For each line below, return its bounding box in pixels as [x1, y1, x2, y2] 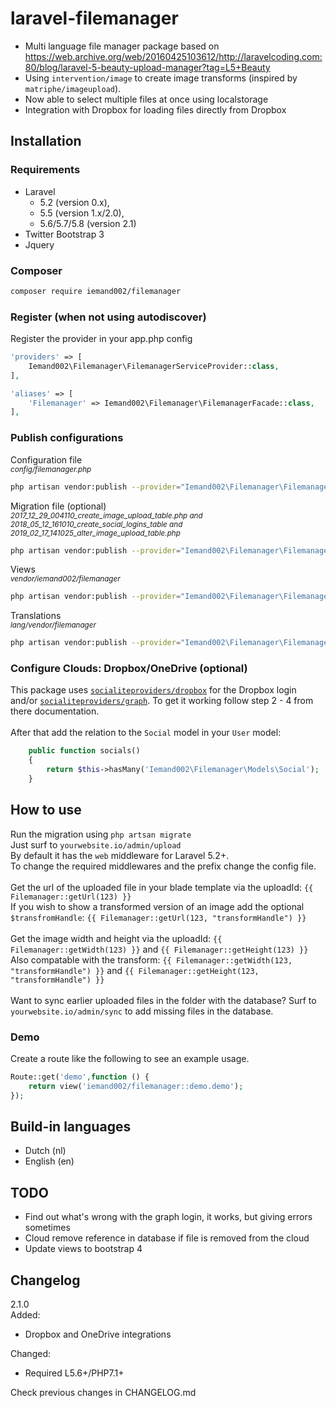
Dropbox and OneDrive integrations [24, 1328, 172, 1341]
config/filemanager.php [10, 464, 92, 474]
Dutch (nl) [24, 1145, 67, 1157]
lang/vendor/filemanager [10, 620, 97, 631]
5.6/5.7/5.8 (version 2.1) [39, 217, 137, 229]
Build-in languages [10, 1118, 132, 1136]
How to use [10, 802, 82, 819]
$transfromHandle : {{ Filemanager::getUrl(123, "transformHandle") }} [10, 911, 307, 923]
